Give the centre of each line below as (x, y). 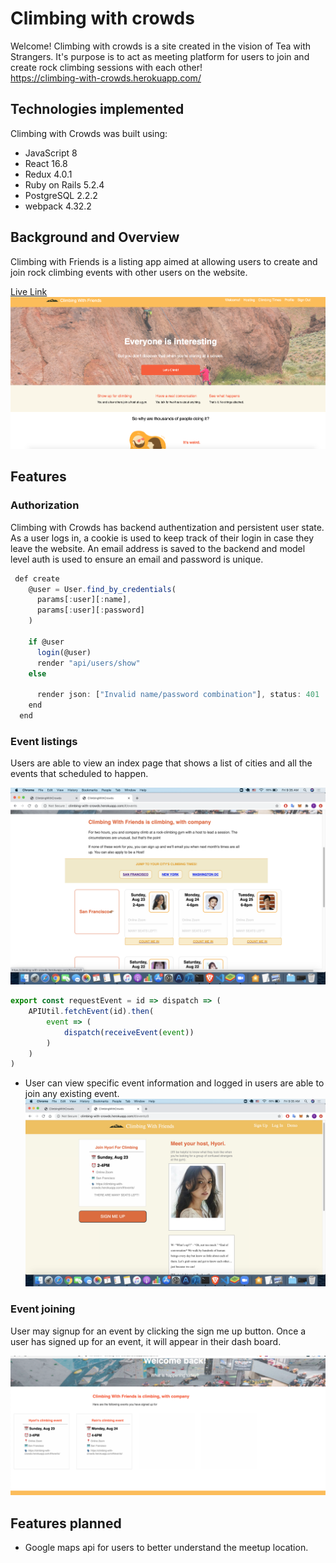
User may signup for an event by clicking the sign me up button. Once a (158, 1331)
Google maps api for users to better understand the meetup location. (166, 1547)
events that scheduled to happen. (79, 774)
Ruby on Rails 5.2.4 (64, 184)
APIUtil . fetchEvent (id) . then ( (91, 1012)
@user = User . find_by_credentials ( (102, 589)
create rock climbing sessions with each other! (106, 67)
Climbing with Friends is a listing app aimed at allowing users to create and (164, 261)
